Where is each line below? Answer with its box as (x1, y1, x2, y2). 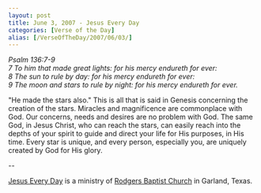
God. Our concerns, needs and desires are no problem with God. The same (8, 112, 253, 122)
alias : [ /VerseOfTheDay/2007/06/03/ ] (8, 33, 133, 42)
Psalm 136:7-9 (8, 55, 55, 65)
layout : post (8, 11, 51, 20)
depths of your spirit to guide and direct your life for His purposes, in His (8, 129, 244, 139)
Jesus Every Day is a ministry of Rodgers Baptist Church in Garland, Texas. (8, 176, 253, 186)
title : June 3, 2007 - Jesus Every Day (8, 19, 140, 27)
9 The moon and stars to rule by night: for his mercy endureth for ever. (8, 80, 239, 90)
